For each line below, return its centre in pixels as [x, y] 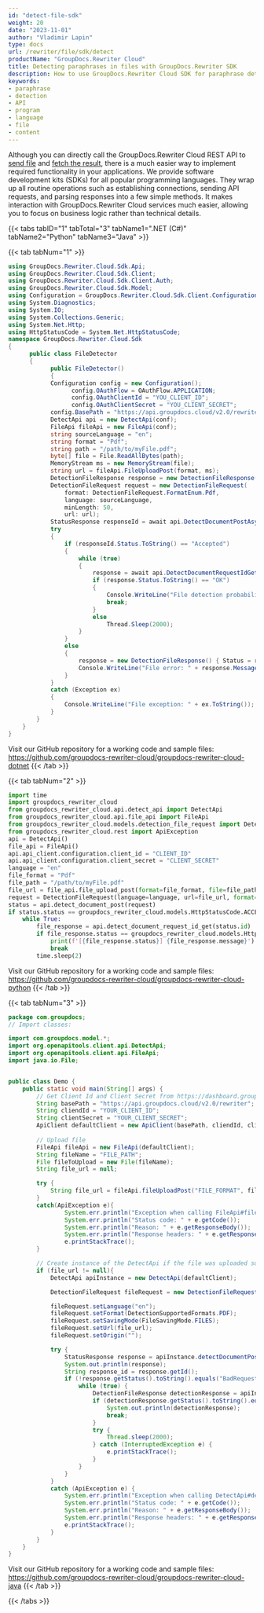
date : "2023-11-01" [40, 30]
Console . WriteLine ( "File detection [165, 595]
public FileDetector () [87, 368]
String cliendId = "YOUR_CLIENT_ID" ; [98, 1111]
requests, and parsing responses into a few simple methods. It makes [121, 196]
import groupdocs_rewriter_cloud [63, 802]
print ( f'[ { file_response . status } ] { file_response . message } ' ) [152, 941]
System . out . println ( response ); [115, 1364]
